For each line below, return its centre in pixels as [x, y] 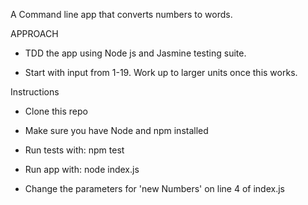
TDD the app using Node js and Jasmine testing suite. [135, 53]
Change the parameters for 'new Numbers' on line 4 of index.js [154, 188]
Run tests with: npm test [74, 150]
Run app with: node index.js [82, 169]
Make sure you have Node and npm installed [116, 130]
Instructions [35, 92]
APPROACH [34, 33]
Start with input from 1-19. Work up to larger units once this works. [161, 72]
